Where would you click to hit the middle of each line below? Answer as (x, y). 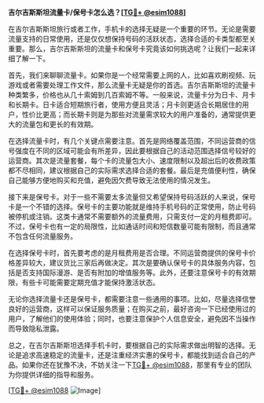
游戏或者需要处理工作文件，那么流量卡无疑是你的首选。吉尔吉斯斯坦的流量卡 (132, 85)
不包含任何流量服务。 (42, 236)
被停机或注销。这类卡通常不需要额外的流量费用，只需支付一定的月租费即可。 (132, 216)
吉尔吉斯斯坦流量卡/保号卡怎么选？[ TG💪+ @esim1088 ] (97, 12)
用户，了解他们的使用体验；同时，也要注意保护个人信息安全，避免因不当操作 (132, 319)
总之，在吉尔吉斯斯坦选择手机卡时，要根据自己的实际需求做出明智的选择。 (128, 345)
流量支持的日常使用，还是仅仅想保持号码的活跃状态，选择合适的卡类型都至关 (132, 39)
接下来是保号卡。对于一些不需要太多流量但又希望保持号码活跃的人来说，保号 (132, 197)
